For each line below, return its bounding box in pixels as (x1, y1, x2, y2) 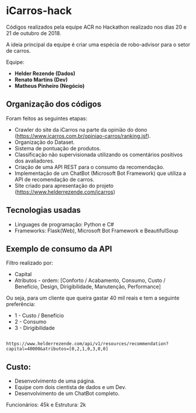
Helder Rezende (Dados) (14, 70, 75, 77)
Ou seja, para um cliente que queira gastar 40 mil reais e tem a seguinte (6, 294, 180, 302)
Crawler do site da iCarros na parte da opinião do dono (14, 126, 147, 133)
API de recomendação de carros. (14, 175, 95, 183)
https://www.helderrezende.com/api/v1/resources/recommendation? (6, 341, 169, 347)
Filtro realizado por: (6, 259, 53, 267)
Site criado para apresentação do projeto (14, 182, 114, 189)
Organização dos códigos (6, 99, 102, 109)
